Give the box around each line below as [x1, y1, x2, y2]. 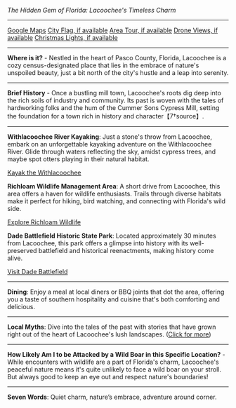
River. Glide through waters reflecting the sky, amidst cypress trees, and [7, 147, 216, 156]
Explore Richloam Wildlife [7, 218, 81, 226]
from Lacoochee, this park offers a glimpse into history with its [7, 239, 188, 247]
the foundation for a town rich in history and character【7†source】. [7, 112, 204, 120]
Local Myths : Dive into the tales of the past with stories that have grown [7, 322, 216, 331]
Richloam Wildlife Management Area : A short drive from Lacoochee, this [7, 182, 221, 190]
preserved [7, 247, 37, 254]
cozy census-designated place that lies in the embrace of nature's [7, 61, 199, 69]
